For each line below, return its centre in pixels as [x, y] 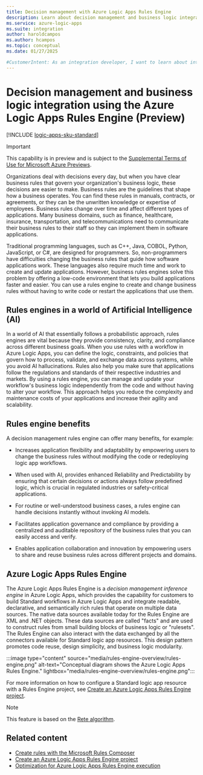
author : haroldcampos [34, 35]
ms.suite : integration [35, 29]
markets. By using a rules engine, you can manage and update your [90, 379]
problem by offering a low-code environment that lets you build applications [101, 278]
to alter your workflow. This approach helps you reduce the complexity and [100, 392]
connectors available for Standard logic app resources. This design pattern [99, 640]
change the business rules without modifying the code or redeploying [101, 457]
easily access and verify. [46, 537]
